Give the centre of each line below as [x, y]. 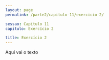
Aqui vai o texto [22, 52]
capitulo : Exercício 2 [29, 28]
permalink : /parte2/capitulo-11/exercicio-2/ [54, 15]
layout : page [19, 10]
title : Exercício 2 [26, 38]
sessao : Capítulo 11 [27, 24]
